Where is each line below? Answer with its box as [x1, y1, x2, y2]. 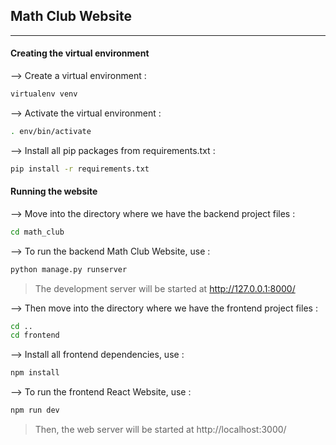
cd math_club [10, 227, 65, 237]
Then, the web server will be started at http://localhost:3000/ [34, 424, 287, 436]
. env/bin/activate [10, 126, 92, 136]
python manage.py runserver [10, 264, 128, 274]
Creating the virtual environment [10, 47, 150, 59]
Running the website [10, 185, 98, 198]
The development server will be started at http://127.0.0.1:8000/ [34, 282, 296, 294]
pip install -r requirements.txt [10, 164, 150, 174]
